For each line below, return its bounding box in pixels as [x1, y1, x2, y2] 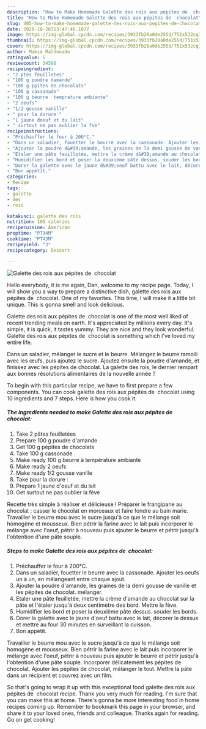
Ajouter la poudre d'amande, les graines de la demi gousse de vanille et [15, 582, 196, 590]
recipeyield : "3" [7, 241, 51, 247]
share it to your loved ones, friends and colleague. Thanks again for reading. [7, 709, 199, 717]
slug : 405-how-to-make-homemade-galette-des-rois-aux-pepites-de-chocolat [7, 20, 202, 26]
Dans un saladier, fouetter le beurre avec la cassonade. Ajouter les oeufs [15, 569, 199, 576]
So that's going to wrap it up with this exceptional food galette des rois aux [7, 684, 196, 691]
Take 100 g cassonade [15, 450, 73, 457]
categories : [7, 174, 37, 180]
